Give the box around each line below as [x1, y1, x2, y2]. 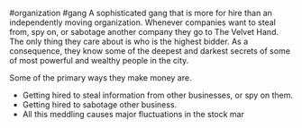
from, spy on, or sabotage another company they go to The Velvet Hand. [9, 27, 279, 37]
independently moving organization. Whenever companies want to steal [9, 17, 277, 28]
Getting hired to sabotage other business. [22, 99, 178, 110]
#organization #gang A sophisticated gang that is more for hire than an [9, 8, 273, 18]
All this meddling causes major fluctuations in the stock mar [22, 109, 245, 119]
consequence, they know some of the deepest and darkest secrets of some [9, 46, 291, 56]
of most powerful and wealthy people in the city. [9, 55, 189, 65]
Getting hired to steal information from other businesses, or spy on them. [22, 90, 294, 100]
